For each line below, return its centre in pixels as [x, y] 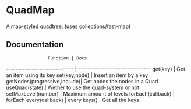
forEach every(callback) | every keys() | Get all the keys [73, 100]
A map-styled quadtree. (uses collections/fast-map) [68, 26]
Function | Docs [67, 58]
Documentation [35, 45]
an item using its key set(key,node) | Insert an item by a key [77, 75]
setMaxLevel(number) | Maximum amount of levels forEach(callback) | [90, 93]
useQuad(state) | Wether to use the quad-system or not [73, 87]
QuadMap [31, 10]
